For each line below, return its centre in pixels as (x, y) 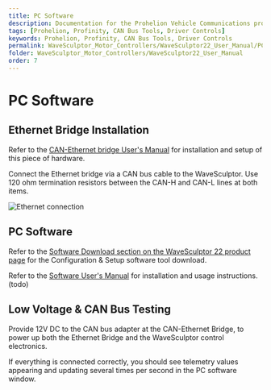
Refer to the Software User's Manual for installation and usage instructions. (133, 276)
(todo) (19, 284)
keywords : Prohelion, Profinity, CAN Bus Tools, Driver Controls (120, 38)
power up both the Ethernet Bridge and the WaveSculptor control (116, 337)
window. (22, 379)
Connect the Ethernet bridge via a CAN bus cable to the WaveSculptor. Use (133, 173)
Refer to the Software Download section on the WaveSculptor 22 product (130, 251)
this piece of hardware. (47, 158)
